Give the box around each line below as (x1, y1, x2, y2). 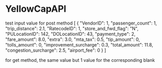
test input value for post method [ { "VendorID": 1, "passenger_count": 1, (5, 20, 157, 26)
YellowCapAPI (5, 3, 66, 15)
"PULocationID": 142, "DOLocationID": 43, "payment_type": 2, (5, 31, 136, 37)
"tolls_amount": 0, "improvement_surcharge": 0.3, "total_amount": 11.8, (5, 41, 153, 48)
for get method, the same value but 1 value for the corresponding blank (5, 57, 155, 63)
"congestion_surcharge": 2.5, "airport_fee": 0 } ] (5, 47, 106, 53)
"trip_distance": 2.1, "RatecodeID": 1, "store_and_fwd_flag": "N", (5, 25, 139, 31)
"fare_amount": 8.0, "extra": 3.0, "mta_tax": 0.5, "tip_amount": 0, (5, 36, 140, 42)
